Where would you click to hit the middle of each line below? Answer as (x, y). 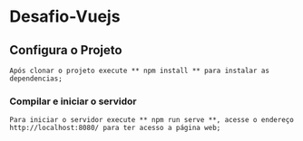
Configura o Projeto (66, 50)
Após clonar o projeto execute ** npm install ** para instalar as (140, 70)
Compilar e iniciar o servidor (73, 101)
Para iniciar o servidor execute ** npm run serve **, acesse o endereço (152, 120)
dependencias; (36, 79)
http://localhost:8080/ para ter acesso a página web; (115, 128)
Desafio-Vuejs (65, 17)
